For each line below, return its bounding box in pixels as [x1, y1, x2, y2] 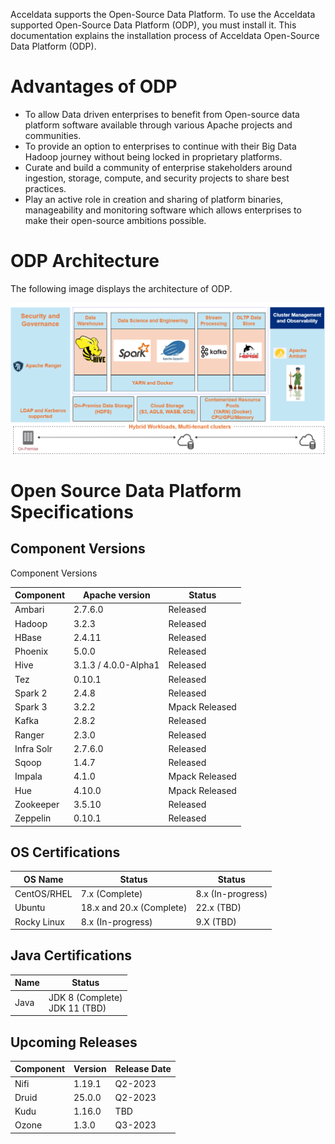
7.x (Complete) [80, 888, 143, 900]
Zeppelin [14, 812, 52, 824]
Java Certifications [10, 947, 133, 964]
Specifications [10, 500, 134, 523]
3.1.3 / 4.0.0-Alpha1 [73, 659, 160, 671]
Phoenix [14, 645, 49, 658]
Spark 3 [14, 701, 48, 713]
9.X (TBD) [195, 915, 237, 928]
